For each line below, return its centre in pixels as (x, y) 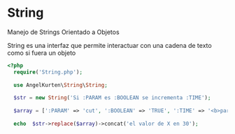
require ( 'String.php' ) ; (48, 72)
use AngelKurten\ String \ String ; (61, 85)
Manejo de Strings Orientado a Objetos (64, 32)
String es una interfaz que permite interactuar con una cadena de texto (109, 45)
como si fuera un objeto (42, 53)
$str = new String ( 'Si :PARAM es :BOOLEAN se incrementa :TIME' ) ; (112, 98)
